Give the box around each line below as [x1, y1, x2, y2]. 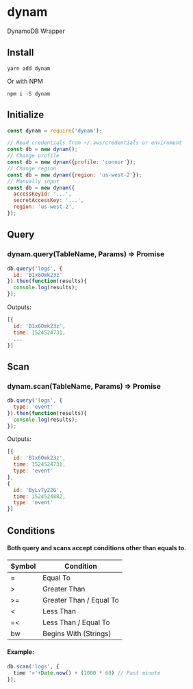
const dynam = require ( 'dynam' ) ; [7, 127, 103, 134]
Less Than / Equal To [42, 618, 110, 627]
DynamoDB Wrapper [7, 27, 65, 35]
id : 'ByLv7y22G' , [13, 486, 63, 493]
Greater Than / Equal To [42, 595, 120, 605]
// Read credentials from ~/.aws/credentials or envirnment [7, 139, 183, 146]
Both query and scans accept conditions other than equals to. [7, 544, 187, 552]
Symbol [10, 561, 36, 571]
